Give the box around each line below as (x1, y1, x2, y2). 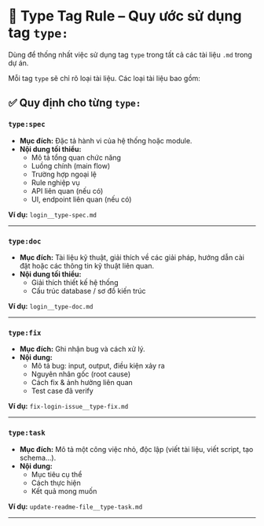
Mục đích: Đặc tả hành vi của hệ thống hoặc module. (19, 135, 192, 145)
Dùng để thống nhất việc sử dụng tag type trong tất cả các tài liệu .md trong (8, 50, 253, 59)
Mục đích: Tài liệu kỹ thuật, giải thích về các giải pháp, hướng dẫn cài (19, 252, 245, 262)
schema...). (19, 453, 57, 462)
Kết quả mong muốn (31, 486, 97, 495)
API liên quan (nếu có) (31, 186, 104, 195)
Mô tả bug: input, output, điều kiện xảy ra (31, 361, 165, 371)
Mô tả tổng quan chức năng (31, 153, 122, 162)
